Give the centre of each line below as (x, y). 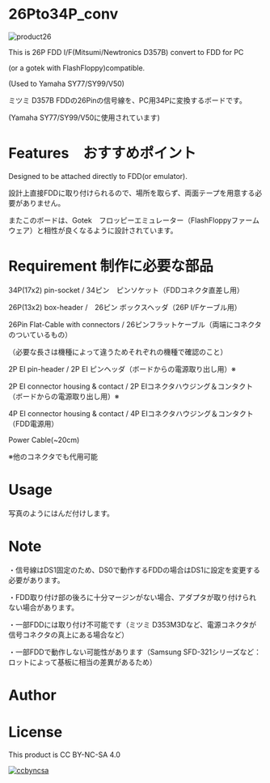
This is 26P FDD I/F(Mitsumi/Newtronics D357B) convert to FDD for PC (126, 52)
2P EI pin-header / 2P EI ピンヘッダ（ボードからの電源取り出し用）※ (122, 368)
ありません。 (44, 202)
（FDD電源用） (34, 423)
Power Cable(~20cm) (44, 440)
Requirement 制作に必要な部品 (111, 266)
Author (32, 695)
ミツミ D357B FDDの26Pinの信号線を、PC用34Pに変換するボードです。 (127, 100)
